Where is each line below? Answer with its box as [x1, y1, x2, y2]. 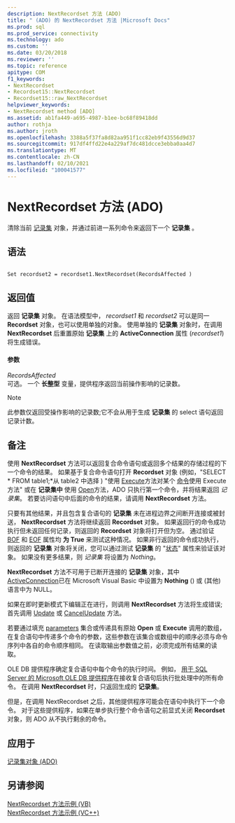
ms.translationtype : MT [7, 147, 77, 154]
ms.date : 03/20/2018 [7, 50, 68, 57]
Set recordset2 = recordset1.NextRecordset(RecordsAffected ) [7, 271, 192, 278]
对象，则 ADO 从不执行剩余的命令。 [7, 715, 111, 724]
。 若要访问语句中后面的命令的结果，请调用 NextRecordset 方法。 [20, 495, 211, 503]
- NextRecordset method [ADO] [7, 108, 96, 115]
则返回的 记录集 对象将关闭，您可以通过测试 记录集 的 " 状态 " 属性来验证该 [7, 544, 220, 553]
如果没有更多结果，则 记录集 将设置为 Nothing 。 [20, 553, 159, 561]
